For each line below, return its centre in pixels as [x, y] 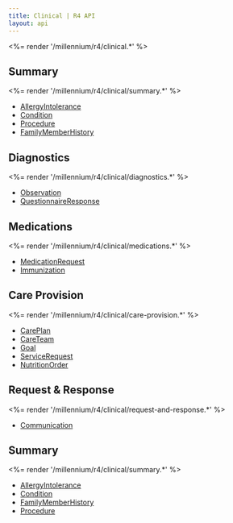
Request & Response [61, 390]
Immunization [43, 270]
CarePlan [35, 330]
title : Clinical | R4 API [52, 16]
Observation [41, 193]
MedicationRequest [52, 261]
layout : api [28, 23]
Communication [46, 425]
